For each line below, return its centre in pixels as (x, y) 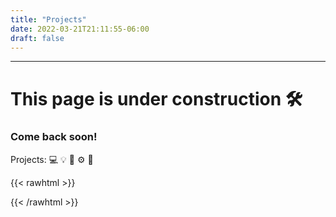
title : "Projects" (48, 19)
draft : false (37, 38)
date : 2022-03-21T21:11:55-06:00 (80, 29)
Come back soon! (54, 137)
